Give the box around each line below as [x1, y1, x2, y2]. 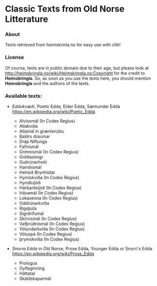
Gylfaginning [19, 265, 45, 271]
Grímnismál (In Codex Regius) [19, 149, 79, 155]
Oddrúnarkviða [19, 200, 49, 206]
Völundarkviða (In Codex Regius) [19, 226, 85, 232]
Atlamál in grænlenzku [19, 128, 64, 134]
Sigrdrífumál [19, 211, 44, 216]
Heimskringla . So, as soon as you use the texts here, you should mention [5, 75, 151, 81]
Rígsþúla [19, 206, 37, 211]
